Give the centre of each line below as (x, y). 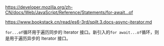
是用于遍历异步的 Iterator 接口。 (38, 38)
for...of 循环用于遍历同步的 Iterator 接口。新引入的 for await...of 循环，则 (82, 32)
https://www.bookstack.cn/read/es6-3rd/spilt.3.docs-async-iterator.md (79, 22)
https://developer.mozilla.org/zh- (39, 7)
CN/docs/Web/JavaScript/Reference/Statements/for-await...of (69, 12)
